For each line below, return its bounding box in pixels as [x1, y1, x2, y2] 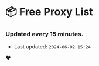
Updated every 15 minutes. [5, 30, 84, 39]
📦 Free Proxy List [5, 5, 93, 19]
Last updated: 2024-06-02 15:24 [13, 43, 91, 50]
